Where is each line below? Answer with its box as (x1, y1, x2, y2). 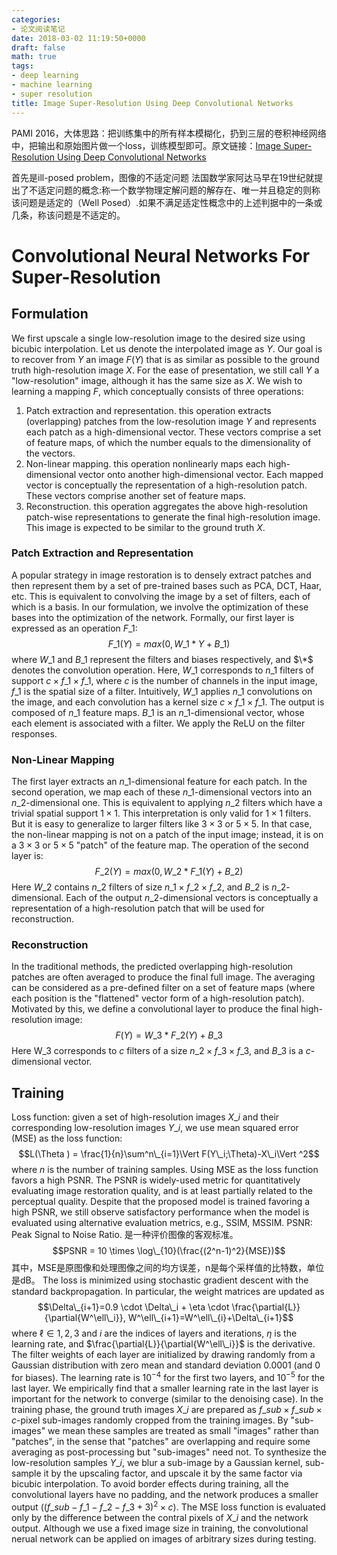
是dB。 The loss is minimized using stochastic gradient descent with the (11, 1274, 309, 1286)
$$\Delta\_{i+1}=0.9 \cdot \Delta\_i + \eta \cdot (37, 1301, 230, 1313)
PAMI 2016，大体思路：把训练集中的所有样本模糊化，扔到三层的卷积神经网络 (11, 127, 327, 139)
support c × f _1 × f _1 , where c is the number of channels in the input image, (11, 674, 318, 686)
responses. (11, 727, 58, 740)
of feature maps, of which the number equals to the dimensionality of (25, 436, 312, 448)
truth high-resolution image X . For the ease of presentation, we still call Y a (11, 364, 320, 376)
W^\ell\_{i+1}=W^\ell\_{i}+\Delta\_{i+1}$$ (127, 1312, 294, 1324)
